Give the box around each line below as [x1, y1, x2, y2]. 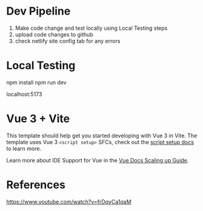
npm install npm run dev [6, 78, 67, 86]
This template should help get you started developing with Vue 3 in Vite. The [6, 132, 198, 139]
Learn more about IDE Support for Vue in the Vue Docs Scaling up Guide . [6, 156, 189, 164]
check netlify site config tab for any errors [15, 37, 121, 44]
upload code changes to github [15, 30, 93, 38]
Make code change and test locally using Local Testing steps [15, 24, 168, 32]
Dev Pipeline [6, 4, 71, 18]
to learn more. [6, 145, 41, 152]
